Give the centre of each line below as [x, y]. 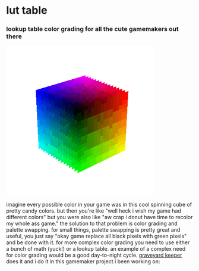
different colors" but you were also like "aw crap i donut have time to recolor [99, 217]
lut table [27, 10]
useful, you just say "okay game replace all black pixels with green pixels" [97, 236]
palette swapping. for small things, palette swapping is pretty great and [93, 230]
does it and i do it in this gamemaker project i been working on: [83, 261]
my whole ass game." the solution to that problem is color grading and [92, 223]
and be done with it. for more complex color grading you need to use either [98, 242]
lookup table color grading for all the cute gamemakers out [93, 29]
